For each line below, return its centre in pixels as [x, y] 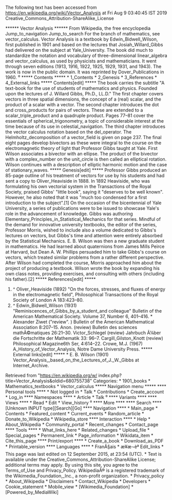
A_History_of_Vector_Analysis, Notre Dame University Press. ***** [82, 349]
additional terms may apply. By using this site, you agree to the [72, 465]
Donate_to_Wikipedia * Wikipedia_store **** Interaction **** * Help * [78, 419]
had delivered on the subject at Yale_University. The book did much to [79, 50]
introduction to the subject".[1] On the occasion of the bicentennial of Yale [83, 203]
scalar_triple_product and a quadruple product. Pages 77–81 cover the [80, 116]
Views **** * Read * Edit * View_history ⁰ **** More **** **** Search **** [83, 403]
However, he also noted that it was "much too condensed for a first [76, 197]
